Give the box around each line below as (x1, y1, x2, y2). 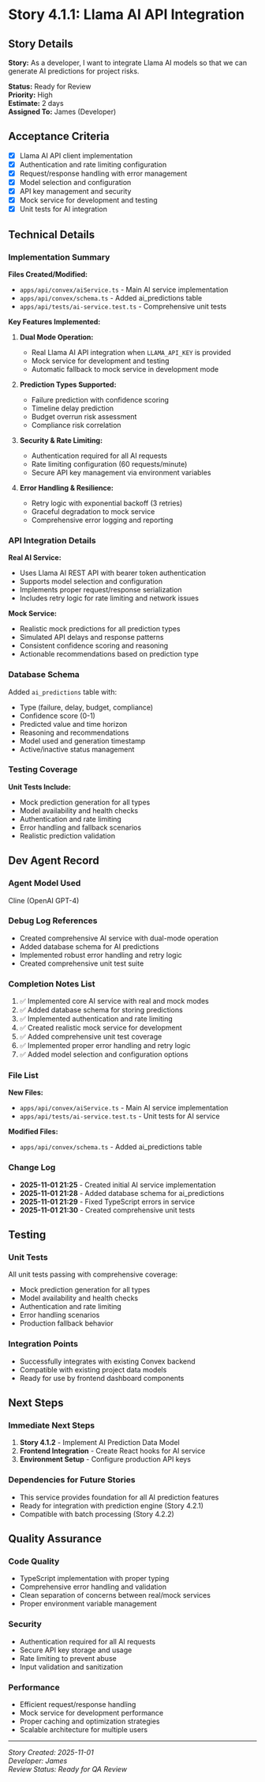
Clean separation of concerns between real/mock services (19, 1591, 211, 1600)
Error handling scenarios (19, 1311, 100, 1320)
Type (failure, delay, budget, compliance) (19, 702, 154, 712)
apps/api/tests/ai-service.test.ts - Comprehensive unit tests (19, 301, 227, 311)
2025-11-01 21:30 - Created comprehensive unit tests (19, 1205, 196, 1215)
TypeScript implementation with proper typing (19, 1574, 170, 1583)
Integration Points (8, 1338, 79, 1349)
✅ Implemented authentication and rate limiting (19, 1014, 174, 1023)
